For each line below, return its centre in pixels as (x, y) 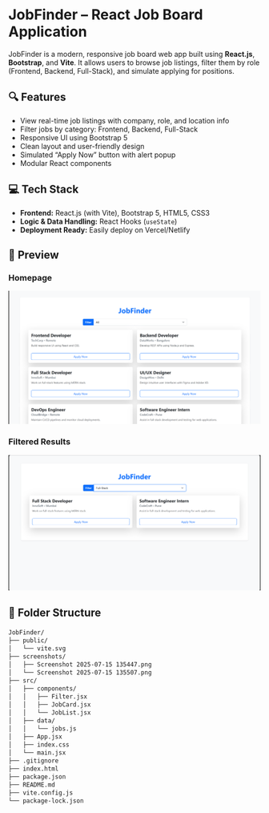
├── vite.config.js (41, 793)
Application (48, 32)
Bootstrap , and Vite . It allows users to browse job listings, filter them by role (134, 63)
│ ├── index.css (39, 744)
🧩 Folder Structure (55, 613)
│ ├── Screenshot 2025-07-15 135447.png (80, 664)
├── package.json (37, 777)
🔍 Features (37, 97)
